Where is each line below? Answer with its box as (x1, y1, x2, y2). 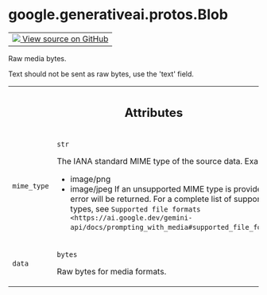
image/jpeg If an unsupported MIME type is (70, 184, 232, 195)
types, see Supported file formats (70, 204, 201, 215)
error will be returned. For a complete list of (70, 193, 232, 204)
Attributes (124, 105, 184, 120)
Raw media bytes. (8, 53, 67, 63)
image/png (70, 173, 111, 184)
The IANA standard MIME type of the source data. (56, 156, 243, 167)
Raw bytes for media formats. (56, 266, 167, 278)
